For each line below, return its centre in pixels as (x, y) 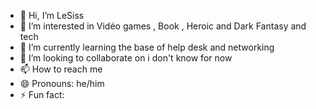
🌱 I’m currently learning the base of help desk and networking (147, 47)
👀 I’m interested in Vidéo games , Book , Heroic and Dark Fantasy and (163, 26)
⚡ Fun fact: (42, 94)
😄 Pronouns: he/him (62, 83)
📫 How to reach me (61, 69)
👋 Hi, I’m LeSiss (52, 15)
